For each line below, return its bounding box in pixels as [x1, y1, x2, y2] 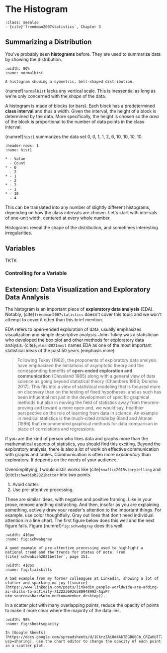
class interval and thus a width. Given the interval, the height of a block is [5, 108, 157, 114]
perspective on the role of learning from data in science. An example [17, 410, 158, 416]
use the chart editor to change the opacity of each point [36, 639, 162, 644]
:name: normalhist [5, 70, 43, 75]
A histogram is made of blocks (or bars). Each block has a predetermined [5, 103, 155, 109]
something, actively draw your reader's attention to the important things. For [5, 507, 162, 513]
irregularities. [5, 230, 32, 236]
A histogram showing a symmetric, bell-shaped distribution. [5, 79, 135, 84]
